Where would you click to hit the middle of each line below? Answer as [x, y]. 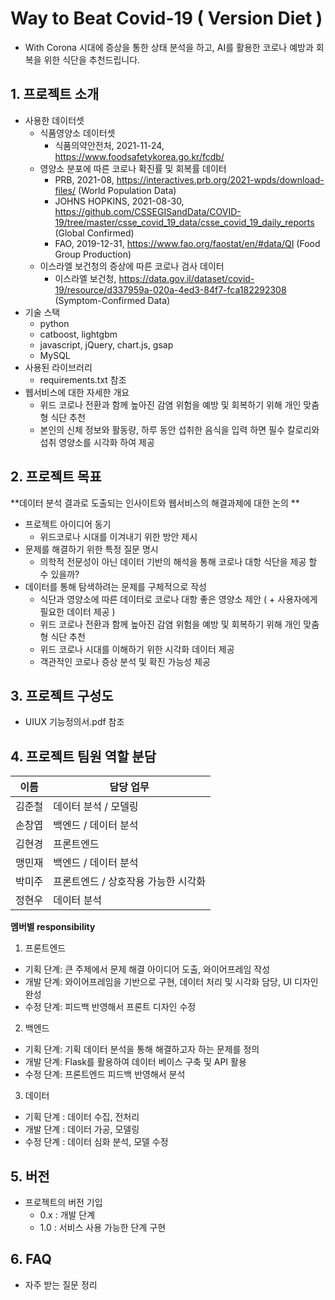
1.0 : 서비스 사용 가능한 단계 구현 [103, 1227]
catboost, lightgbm [78, 334]
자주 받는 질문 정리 [61, 1284]
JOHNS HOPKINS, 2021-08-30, [119, 201]
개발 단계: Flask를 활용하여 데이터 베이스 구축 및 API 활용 [135, 1062]
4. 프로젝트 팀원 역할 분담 [83, 756]
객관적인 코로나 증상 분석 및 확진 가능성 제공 [125, 661]
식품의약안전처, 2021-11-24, [109, 145]
